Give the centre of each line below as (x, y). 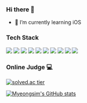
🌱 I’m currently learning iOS (48, 22)
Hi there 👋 (21, 9)
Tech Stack (23, 38)
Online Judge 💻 (29, 67)
